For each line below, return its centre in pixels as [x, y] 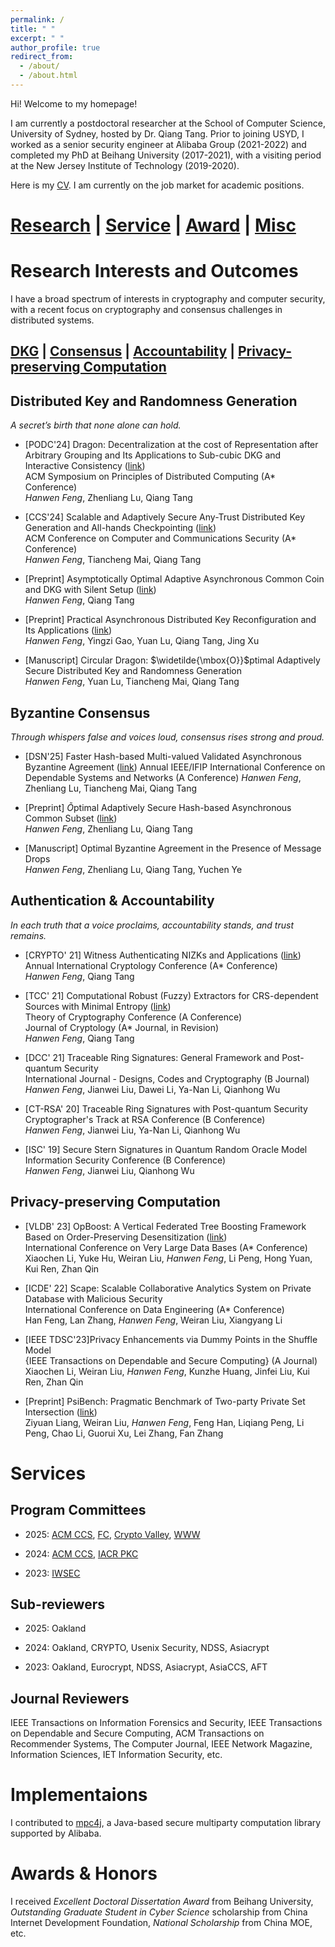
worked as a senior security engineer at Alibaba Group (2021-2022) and [158, 144]
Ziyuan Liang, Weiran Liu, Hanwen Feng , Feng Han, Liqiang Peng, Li [164, 1422]
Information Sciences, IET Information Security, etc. [116, 1755]
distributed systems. [52, 320]
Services [48, 1473]
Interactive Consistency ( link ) [85, 466]
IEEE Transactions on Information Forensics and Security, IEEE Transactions [166, 1723]
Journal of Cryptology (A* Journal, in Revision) [122, 1027]
